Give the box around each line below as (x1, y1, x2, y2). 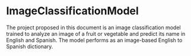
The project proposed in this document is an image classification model (6, 24, 181, 31)
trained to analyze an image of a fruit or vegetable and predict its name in (6, 30, 186, 37)
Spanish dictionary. (6, 43, 53, 50)
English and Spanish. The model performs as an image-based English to (6, 36, 183, 43)
